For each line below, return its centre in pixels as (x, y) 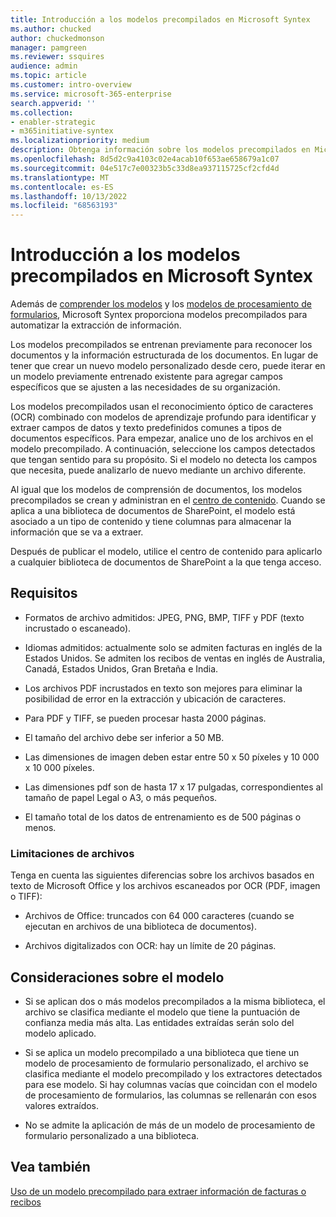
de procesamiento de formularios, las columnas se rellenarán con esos (170, 1095)
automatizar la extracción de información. (96, 325)
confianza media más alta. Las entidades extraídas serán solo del (159, 1022)
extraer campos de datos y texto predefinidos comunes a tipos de (146, 428)
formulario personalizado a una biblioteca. (112, 1135)
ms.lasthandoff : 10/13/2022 (69, 196)
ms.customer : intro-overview (71, 85)
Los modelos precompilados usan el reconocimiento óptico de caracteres (162, 407)
